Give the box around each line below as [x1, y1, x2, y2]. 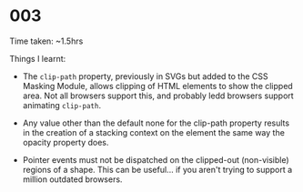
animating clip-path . [22, 99, 102, 110]
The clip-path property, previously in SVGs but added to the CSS [22, 70, 268, 82]
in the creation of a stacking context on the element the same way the [22, 126, 285, 137]
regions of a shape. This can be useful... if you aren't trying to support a [22, 164, 293, 175]
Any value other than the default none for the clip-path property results [22, 117, 289, 128]
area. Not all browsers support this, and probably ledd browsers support [22, 90, 294, 101]
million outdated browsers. [22, 174, 123, 185]
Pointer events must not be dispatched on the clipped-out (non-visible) [22, 154, 289, 165]
